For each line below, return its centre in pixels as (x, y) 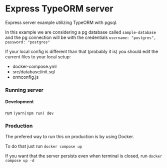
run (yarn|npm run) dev (29, 113)
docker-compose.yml (34, 66)
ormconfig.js (25, 77)
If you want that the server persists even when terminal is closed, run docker (84, 156)
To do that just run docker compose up (44, 146)
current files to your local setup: (38, 57)
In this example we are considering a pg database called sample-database (81, 32)
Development (19, 102)
